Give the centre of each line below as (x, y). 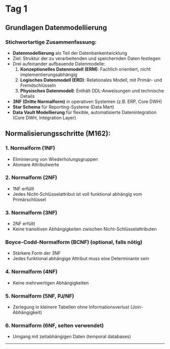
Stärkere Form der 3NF (36, 253)
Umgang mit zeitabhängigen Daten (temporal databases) (72, 337)
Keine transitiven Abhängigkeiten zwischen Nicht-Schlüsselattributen (84, 229)
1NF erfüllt (23, 189)
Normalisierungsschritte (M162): (58, 134)
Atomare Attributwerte (36, 164)
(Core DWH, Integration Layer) (44, 118)
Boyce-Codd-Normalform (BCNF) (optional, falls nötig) (74, 242)
